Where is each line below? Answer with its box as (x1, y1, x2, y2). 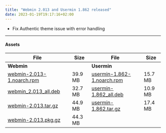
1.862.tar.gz (91, 105, 121, 112)
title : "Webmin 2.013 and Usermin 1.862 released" (5, 7, 112, 12)
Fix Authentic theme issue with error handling (12, 25, 105, 31)
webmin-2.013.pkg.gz (7, 116, 61, 123)
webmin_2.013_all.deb (7, 88, 60, 95)
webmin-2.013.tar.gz (7, 102, 58, 109)
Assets (5, 42, 20, 48)
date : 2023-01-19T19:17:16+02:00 (5, 12, 74, 17)
